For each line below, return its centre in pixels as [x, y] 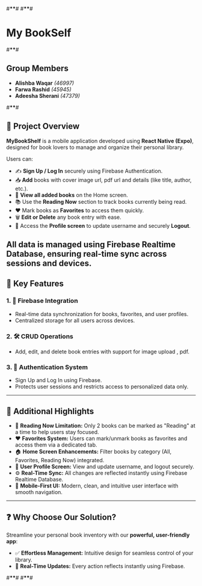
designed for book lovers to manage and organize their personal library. [95, 147]
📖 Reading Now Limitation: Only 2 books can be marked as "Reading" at [105, 426]
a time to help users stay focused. [57, 432]
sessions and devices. [49, 263]
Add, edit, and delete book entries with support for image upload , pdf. [102, 352]
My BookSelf [39, 33]
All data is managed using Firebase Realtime [91, 244]
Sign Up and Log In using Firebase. [58, 380]
